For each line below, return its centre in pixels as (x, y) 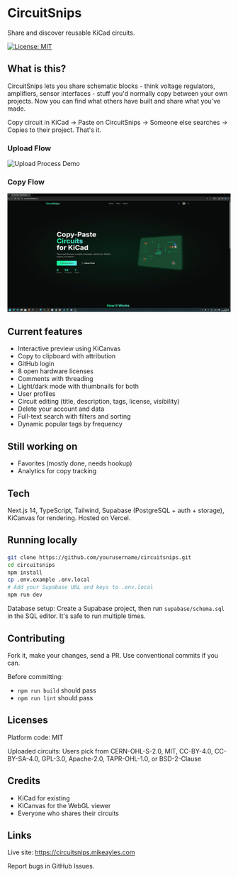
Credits (24, 781)
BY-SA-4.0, (24, 759)
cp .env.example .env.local (49, 580)
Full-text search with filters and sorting (74, 417)
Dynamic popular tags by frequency (70, 424)
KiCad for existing (44, 798)
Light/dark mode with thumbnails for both (78, 386)
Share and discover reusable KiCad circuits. (71, 33)
